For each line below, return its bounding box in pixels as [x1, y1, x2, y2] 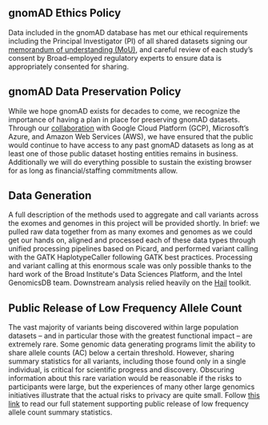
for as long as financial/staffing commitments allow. [8, 166, 178, 175]
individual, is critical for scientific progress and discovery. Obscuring [8, 365, 234, 375]
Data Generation [8, 189, 92, 202]
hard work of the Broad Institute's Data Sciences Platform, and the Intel [8, 270, 242, 279]
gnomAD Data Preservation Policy [8, 85, 182, 98]
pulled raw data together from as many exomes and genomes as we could [8, 227, 253, 237]
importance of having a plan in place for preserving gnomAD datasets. [8, 114, 240, 124]
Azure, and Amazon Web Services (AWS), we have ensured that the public [8, 131, 254, 141]
